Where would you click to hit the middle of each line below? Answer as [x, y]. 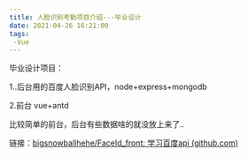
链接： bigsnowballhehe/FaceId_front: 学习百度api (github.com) [124, 143]
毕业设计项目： [36, 68]
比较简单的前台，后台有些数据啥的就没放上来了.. [97, 124]
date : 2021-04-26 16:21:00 [59, 26]
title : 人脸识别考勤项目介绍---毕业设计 [75, 17]
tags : [19, 34]
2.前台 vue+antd [39, 106]
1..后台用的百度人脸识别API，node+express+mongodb [108, 87]
